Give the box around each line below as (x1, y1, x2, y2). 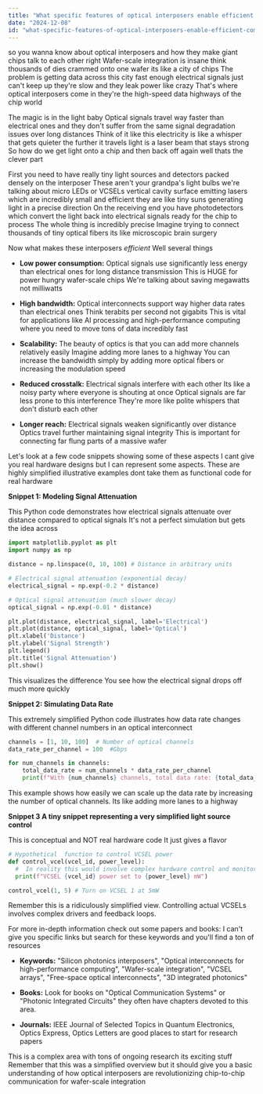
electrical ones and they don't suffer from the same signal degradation (8, 121, 236, 130)
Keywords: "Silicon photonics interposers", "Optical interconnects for (19, 956, 245, 966)
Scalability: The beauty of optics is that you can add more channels (19, 339, 240, 349)
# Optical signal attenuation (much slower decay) (8, 596, 177, 604)
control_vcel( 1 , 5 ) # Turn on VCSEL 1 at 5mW (8, 887, 159, 895)
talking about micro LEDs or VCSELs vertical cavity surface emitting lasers (8, 186, 248, 196)
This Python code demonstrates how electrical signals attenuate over (8, 507, 232, 517)
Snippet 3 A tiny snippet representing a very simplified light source (8, 812, 231, 821)
